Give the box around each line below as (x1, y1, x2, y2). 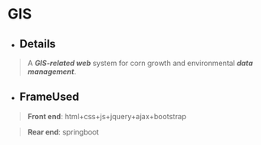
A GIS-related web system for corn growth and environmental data (27, 58, 253, 68)
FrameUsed (19, 90, 79, 104)
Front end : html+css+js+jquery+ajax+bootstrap (27, 111, 187, 121)
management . (27, 67, 76, 77)
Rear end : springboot (27, 126, 99, 137)
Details (19, 37, 56, 51)
